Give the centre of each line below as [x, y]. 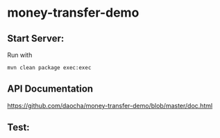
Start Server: [36, 38]
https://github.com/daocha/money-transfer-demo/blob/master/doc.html [110, 105]
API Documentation [50, 89]
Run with [20, 55]
